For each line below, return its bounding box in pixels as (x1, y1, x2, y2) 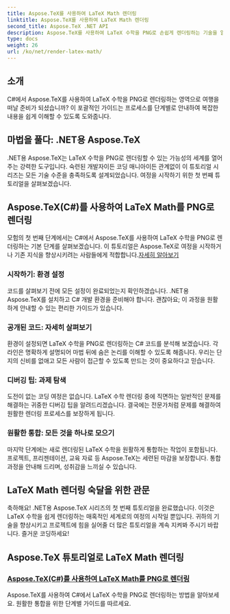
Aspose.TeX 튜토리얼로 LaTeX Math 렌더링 (7, 552, 185, 563)
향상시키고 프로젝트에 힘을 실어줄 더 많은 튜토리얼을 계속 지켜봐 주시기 (19, 521, 207, 529)
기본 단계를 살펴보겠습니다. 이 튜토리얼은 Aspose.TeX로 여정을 (30, 242, 198, 250)
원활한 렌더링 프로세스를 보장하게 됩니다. (7, 410, 115, 418)
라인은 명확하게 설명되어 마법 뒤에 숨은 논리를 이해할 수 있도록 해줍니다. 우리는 (7, 348, 216, 356)
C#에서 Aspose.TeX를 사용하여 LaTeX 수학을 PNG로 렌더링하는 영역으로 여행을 (7, 95, 220, 103)
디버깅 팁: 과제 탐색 (7, 375, 66, 385)
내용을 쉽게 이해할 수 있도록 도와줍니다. (7, 112, 112, 120)
